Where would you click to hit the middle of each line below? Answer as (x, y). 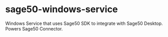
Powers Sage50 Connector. (34, 28)
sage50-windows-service (62, 9)
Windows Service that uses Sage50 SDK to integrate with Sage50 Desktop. (84, 23)
